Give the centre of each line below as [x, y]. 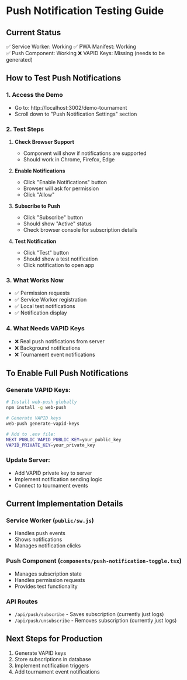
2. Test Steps [25, 129]
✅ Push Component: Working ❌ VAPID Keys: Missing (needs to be [86, 53]
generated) [20, 60]
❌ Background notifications [47, 348]
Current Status [34, 33]
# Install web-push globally [41, 402]
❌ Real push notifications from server [60, 341]
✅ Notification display [41, 313]
